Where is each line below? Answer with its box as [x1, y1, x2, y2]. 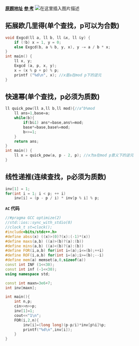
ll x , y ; [14, 58, 32, 64]
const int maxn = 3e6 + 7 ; [5, 281, 52, 286]
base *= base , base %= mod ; [23, 125, 70, 130]
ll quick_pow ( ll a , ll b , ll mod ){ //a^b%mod [5, 106, 95, 111]
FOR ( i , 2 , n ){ [14, 317, 39, 323]
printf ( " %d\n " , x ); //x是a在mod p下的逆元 [14, 72, 101, 77]
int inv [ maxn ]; [5, 285, 37, 290]
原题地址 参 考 [5, 6, 34, 11]
